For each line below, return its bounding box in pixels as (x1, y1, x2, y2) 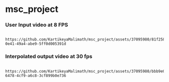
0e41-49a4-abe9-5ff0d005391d (5, 41, 66, 46)
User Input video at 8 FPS (5, 21, 68, 28)
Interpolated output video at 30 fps (5, 53, 93, 60)
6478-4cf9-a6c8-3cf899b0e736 (5, 73, 66, 78)
